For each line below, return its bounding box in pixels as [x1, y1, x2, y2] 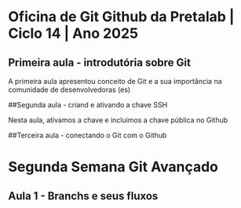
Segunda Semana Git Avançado [8, 158, 218, 176]
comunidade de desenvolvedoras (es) [8, 85, 131, 94]
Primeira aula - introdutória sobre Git [8, 56, 191, 69]
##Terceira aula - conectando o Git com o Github [8, 130, 167, 140]
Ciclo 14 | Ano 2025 [8, 24, 139, 42]
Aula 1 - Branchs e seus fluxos [8, 189, 159, 203]
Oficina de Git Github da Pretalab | [8, 8, 235, 26]
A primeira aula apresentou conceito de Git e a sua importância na [8, 77, 222, 86]
